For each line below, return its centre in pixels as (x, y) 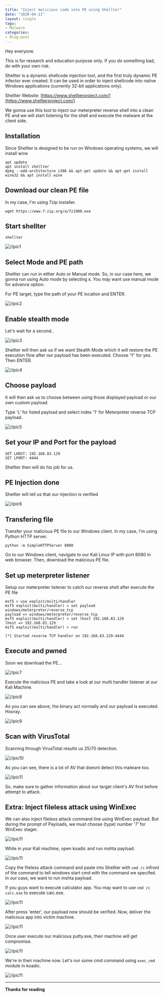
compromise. (18, 941)
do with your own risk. (27, 66)
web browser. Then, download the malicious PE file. (57, 560)
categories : (17, 32)
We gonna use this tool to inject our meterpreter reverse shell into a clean (79, 110)
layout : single (21, 19)
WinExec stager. (22, 830)
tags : (11, 23)
